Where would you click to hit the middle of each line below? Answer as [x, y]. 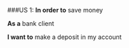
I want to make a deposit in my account [64, 37]
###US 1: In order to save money [55, 10]
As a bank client [31, 23]
